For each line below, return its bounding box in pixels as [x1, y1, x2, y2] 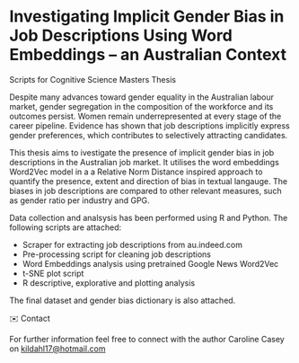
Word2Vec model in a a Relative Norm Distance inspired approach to [9, 166, 263, 177]
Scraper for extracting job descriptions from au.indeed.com [22, 239, 243, 250]
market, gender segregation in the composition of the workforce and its [9, 101, 274, 111]
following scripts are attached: [9, 222, 122, 233]
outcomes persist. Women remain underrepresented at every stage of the [9, 111, 282, 121]
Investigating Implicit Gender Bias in [9, 6, 285, 27]
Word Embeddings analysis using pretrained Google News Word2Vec [22, 258, 279, 269]
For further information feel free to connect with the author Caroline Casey [9, 333, 285, 344]
